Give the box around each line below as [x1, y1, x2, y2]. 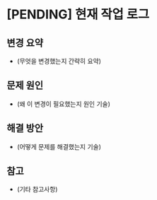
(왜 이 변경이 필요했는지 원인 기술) [16, 100, 111, 108]
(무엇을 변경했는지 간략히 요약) [16, 57, 102, 65]
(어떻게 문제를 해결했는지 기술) [16, 142, 102, 151]
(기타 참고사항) [16, 185, 58, 194]
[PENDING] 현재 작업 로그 [6, 6, 150, 23]
